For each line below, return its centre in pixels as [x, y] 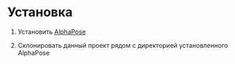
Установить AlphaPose [52, 32]
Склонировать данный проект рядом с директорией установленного [123, 45]
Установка [40, 12]
